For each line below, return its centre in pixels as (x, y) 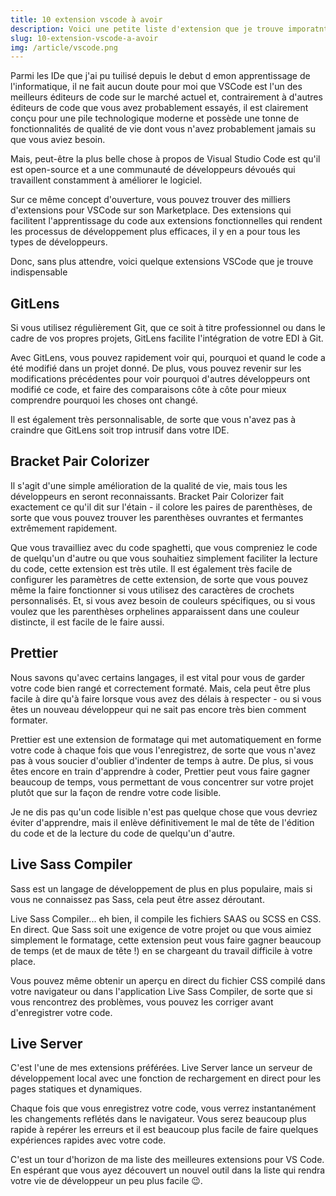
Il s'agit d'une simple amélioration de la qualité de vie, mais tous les (149, 485)
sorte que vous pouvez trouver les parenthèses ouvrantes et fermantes (157, 517)
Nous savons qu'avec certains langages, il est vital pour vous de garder (157, 677)
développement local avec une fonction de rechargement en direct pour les (166, 1078)
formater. (29, 720)
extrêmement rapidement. (64, 528)
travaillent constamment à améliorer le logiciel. (106, 180)
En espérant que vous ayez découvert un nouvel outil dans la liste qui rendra (168, 1170)
